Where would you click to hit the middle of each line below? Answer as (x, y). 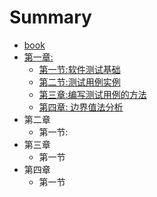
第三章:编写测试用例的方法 (92, 94)
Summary (50, 17)
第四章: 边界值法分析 (81, 107)
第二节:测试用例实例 (79, 82)
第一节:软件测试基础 (79, 69)
